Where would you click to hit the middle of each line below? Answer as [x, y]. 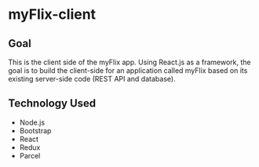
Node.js [32, 122]
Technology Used [52, 103]
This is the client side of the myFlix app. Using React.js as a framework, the [129, 62]
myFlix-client [52, 15]
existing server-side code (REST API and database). [92, 79]
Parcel [30, 155]
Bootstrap [35, 130]
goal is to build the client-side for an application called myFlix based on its [128, 71]
